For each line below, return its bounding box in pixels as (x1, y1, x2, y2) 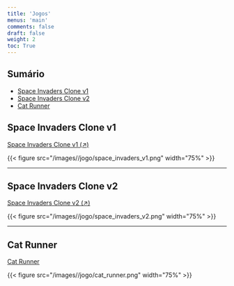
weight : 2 (7, 36, 36, 43)
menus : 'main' (7, 17, 49, 24)
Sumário (7, 68, 45, 80)
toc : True (7, 42, 36, 49)
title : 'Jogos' (7, 10, 52, 17)
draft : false (7, 29, 45, 37)
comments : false (7, 23, 54, 30)
